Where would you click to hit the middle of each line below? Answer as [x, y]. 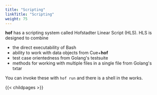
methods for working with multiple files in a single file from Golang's [82, 63]
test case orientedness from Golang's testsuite [60, 58]
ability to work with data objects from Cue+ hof [60, 53]
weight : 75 [16, 19]
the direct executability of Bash [44, 48]
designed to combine [27, 38]
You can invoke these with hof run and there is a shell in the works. [74, 78]
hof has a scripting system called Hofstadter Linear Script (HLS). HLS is [78, 33]
